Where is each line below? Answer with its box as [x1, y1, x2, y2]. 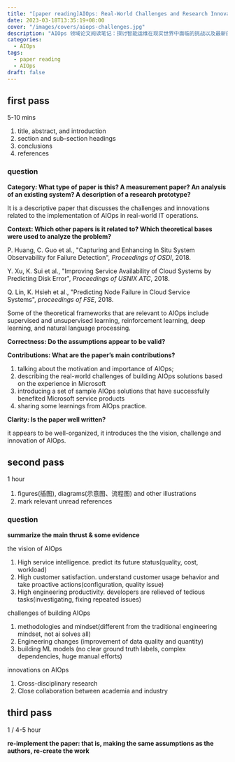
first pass [7, 95, 50, 106]
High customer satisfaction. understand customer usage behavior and [17, 572, 220, 581]
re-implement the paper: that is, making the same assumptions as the [7, 739, 214, 747]
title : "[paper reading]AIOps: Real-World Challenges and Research [7, 10, 208, 18]
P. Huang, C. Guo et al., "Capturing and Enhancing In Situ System [7, 246, 195, 254]
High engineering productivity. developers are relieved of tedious [17, 588, 205, 596]
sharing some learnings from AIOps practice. [17, 401, 147, 410]
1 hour [7, 475, 25, 483]
